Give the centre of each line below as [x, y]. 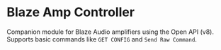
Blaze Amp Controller [71, 12]
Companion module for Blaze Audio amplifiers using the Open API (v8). [110, 32]
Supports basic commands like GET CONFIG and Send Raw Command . [102, 39]
